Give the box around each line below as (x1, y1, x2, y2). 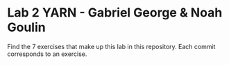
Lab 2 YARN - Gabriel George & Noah (7, 5, 223, 21)
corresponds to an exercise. (7, 50, 87, 58)
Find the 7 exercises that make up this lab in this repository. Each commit (7, 42, 216, 50)
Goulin (7, 19, 46, 35)
